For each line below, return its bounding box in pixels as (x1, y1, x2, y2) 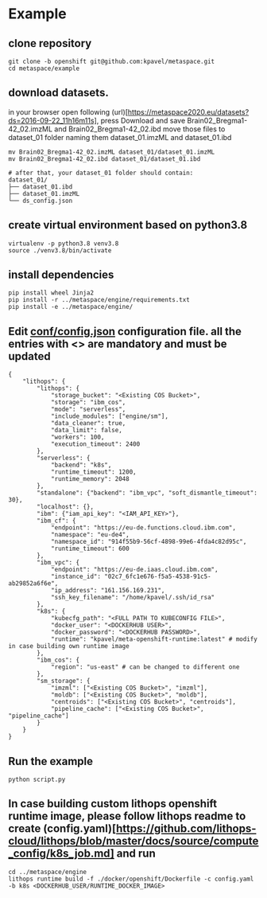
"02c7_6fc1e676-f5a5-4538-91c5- (104, 572, 212, 581)
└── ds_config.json (8, 197, 73, 205)
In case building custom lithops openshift (8, 797, 218, 810)
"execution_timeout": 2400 (50, 440, 141, 448)
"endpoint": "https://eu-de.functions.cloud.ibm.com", (50, 524, 237, 532)
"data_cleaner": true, (50, 420, 126, 428)
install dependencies (8, 268, 114, 282)
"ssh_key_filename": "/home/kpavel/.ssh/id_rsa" (50, 594, 215, 602)
